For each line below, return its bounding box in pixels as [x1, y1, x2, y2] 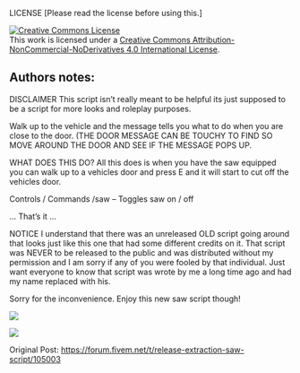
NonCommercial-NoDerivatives [9, 44, 125, 55]
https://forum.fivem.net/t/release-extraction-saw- [61, 344, 244, 355]
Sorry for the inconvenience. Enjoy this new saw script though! [9, 293, 242, 304]
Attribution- [192, 35, 236, 45]
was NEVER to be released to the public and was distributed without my [9, 247, 274, 258]
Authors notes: [9, 70, 96, 85]
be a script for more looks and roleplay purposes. [9, 103, 192, 114]
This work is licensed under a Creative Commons [9, 35, 191, 45]
